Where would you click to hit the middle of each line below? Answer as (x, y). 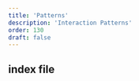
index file (32, 69)
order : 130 (26, 30)
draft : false (30, 37)
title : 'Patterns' (38, 15)
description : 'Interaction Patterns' (70, 23)
